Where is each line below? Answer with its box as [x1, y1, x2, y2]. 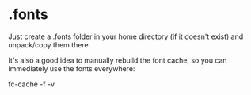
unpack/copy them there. [8, 40, 91, 49]
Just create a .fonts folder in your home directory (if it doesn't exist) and [8, 32, 244, 41]
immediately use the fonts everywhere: [8, 63, 135, 73]
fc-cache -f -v [8, 79, 55, 89]
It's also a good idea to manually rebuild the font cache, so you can [8, 55, 227, 65]
